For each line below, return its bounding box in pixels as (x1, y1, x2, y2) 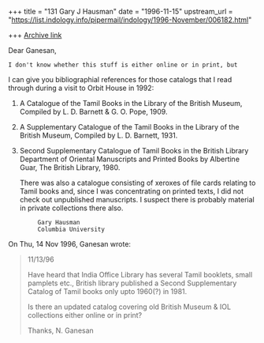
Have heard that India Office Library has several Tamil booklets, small (27, 270, 253, 279)
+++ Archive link (8, 31, 62, 40)
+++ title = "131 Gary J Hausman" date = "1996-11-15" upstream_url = (8, 7, 233, 16)
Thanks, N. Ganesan (27, 326, 95, 335)
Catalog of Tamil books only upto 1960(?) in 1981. (27, 287, 188, 296)
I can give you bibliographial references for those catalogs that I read (8, 75, 232, 84)
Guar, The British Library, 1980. (19, 163, 121, 172)
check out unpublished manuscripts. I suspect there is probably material (19, 195, 255, 204)
